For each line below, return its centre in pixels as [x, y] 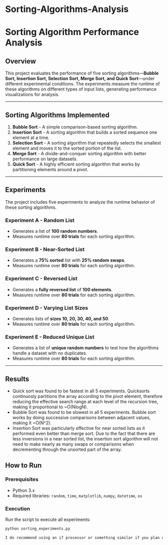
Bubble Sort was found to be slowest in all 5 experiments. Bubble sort [84, 412]
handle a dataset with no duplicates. [50, 353]
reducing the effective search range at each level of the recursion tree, [85, 402]
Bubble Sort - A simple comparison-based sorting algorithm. [75, 127]
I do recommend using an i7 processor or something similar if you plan [82, 537]
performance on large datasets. [45, 159]
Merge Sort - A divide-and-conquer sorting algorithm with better [79, 153]
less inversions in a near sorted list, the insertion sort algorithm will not [85, 439]
